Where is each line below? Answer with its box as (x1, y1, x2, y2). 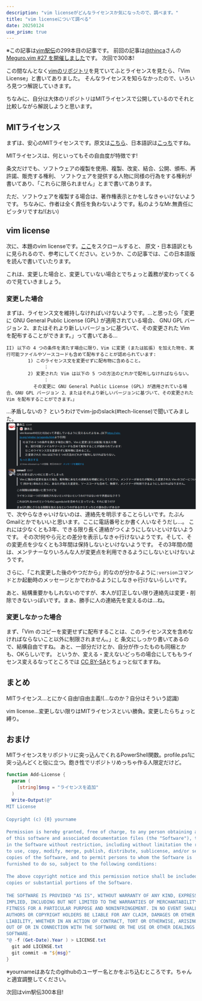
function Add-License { (6, 772, 66, 778)
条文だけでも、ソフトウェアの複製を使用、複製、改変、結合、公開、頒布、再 (6, 165, 196, 172)
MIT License (6, 803, 36, 810)
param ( (11, 778, 31, 784)
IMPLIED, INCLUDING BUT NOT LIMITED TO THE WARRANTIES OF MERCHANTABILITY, (6, 899, 200, 905)
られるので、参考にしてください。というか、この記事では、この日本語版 (16, 250, 195, 257)
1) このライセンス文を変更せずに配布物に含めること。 (28, 358, 143, 364)
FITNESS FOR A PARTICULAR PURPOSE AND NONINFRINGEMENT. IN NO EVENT (6, 905, 182, 911)
